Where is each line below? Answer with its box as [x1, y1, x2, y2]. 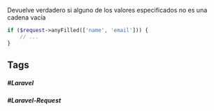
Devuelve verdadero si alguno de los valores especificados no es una [7, 6, 208, 14]
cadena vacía [7, 13, 46, 22]
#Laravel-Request [7, 96, 62, 104]
